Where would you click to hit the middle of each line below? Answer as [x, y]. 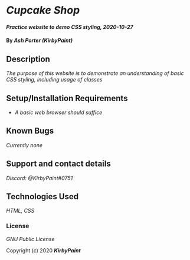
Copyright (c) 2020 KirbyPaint [43, 250]
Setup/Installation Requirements [67, 98]
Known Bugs [30, 131]
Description [28, 59]
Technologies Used [42, 196]
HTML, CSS [20, 211]
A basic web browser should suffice [58, 112]
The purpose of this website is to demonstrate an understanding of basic [95, 73]
